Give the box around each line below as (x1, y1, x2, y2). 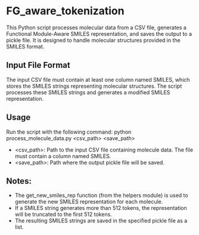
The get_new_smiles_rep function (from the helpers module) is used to (14, 192, 189, 199)
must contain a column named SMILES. (14, 152, 111, 159)
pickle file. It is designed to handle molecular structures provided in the (6, 36, 181, 44)
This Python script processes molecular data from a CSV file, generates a (6, 24, 186, 31)
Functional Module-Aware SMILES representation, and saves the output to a (6, 30, 192, 37)
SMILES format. (6, 43, 45, 50)
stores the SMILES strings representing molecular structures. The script (6, 82, 182, 89)
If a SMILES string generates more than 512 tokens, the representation (14, 205, 188, 212)
